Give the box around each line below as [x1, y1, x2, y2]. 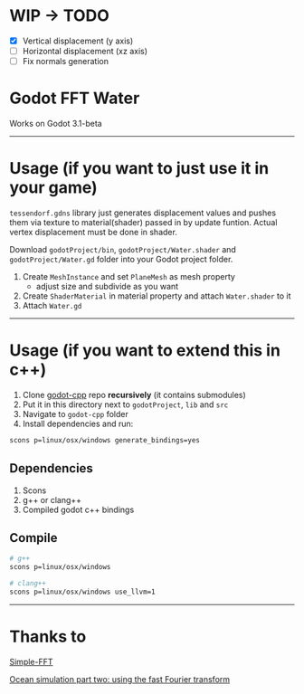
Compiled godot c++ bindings [22, 504, 135, 515]
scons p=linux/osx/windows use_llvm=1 [9, 587, 156, 597]
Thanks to [9, 626, 87, 647]
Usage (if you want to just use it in [9, 158, 270, 179]
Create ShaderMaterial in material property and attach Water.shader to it [22, 290, 291, 301]
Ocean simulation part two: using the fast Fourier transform [9, 673, 231, 684]
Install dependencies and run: [22, 418, 134, 429]
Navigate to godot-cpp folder [22, 408, 128, 419]
